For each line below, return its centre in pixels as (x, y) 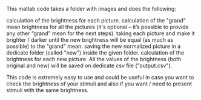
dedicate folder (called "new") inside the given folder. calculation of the (95, 53)
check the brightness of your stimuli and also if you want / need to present (99, 84)
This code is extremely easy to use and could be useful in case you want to (100, 77)
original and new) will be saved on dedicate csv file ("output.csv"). (89, 65)
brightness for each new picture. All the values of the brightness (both (94, 59)
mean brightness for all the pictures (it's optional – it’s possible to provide (97, 27)
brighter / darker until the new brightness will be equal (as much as (90, 40)
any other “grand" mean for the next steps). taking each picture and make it (100, 33)
